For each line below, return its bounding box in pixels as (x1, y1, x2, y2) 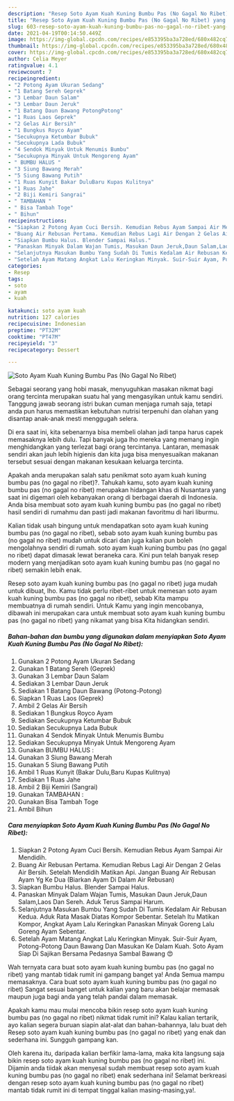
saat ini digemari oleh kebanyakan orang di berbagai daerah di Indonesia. (8, 493, 218, 502)
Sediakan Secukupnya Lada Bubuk (17, 724, 118, 732)
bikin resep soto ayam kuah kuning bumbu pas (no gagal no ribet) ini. (8, 1056, 206, 1065)
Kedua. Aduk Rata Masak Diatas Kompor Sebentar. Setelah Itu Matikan (17, 912, 219, 921)
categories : (8, 262, 42, 269)
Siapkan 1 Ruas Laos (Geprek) (17, 694, 104, 703)
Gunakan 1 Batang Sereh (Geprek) (17, 665, 116, 673)
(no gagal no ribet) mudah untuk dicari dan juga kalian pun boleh (8, 537, 193, 545)
